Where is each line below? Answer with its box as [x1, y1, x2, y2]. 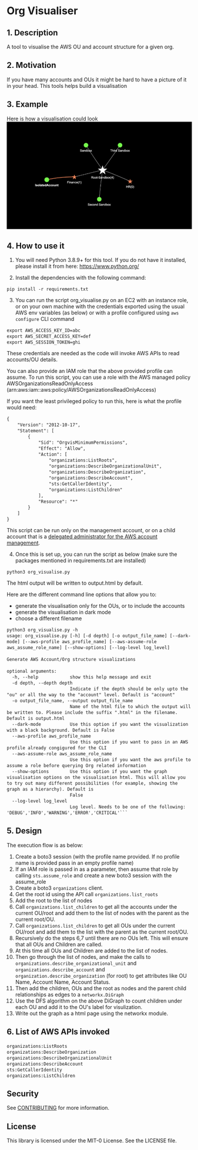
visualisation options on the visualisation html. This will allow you [6, 774, 186, 780]
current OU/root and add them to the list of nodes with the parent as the [15, 909, 190, 916]
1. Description [6, 28, 58, 38]
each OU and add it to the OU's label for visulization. [15, 1003, 143, 1010]
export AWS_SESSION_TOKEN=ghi [6, 339, 81, 345]
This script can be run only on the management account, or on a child [6, 526, 176, 533]
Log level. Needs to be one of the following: [69, 804, 186, 810]
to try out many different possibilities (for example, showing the [6, 780, 178, 786]
